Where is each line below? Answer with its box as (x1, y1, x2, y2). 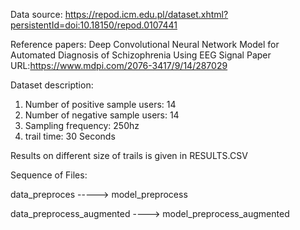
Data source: (10, 9, 63, 20)
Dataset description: (10, 79, 94, 91)
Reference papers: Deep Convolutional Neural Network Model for (10, 39, 280, 50)
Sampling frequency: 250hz (24, 120, 140, 131)
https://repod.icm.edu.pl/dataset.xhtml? (64, 9, 229, 20)
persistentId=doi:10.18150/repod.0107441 (10, 19, 178, 31)
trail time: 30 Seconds (24, 130, 116, 142)
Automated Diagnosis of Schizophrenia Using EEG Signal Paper (10, 49, 272, 61)
